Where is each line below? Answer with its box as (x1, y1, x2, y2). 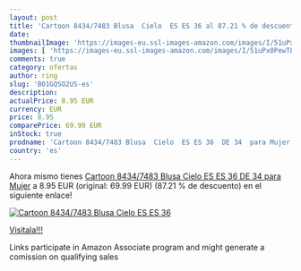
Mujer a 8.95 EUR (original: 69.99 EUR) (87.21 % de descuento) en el (9, 180, 262, 191)
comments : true (9, 55, 66, 64)
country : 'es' (9, 146, 63, 155)
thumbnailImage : (9, 38, 70, 47)
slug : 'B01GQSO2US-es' (9, 80, 94, 89)
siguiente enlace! (9, 190, 73, 200)
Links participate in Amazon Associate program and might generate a (9, 241, 265, 252)
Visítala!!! (9, 224, 43, 235)
